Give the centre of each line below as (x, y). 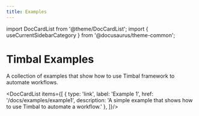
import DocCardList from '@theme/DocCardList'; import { (77, 29)
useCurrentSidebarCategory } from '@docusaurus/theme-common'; (91, 35)
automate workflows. (32, 82)
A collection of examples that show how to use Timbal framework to (90, 76)
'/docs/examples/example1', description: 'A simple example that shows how (100, 100)
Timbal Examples (50, 59)
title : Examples (26, 12)
